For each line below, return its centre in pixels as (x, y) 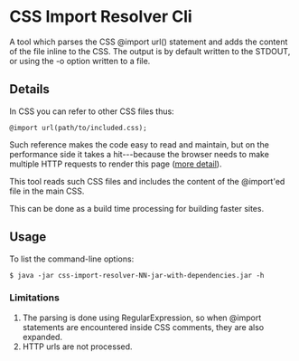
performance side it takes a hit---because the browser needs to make (139, 154)
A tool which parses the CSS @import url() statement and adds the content (149, 42)
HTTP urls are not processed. (77, 347)
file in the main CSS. (47, 191)
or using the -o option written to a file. (80, 61)
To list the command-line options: (72, 259)
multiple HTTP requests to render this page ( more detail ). (116, 164)
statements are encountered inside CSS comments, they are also (143, 327)
